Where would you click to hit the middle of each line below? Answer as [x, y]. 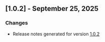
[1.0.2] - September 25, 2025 [52, 9]
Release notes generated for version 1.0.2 [56, 34]
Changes [17, 23]
